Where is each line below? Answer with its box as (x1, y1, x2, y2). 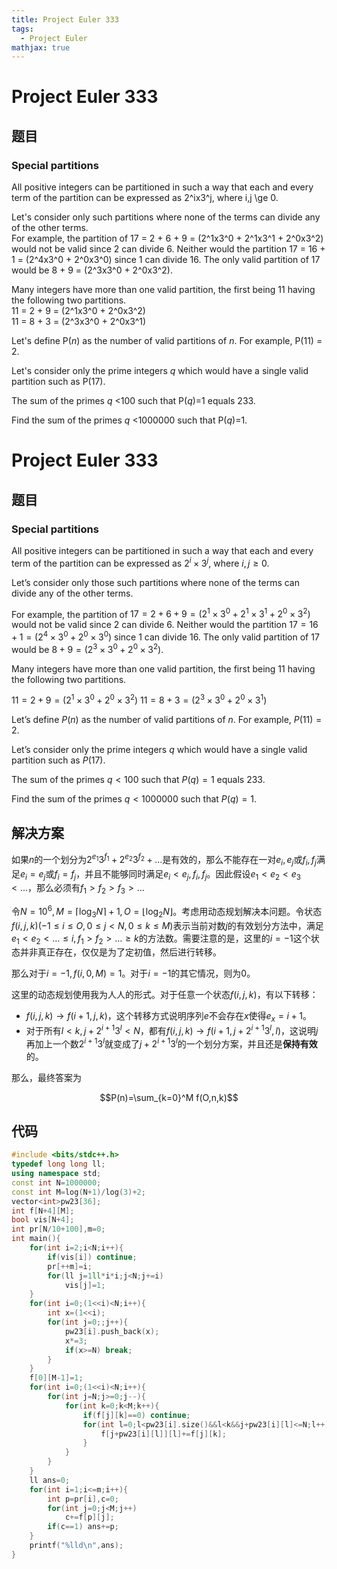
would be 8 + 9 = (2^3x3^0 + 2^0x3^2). (11, 264, 173, 276)
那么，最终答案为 (11, 1071, 82, 1083)
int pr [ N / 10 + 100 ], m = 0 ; (11, 1224, 106, 1235)
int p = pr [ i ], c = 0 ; (47, 1494, 119, 1504)
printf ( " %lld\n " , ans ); (29, 1541, 124, 1551)
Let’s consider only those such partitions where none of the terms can (11, 576, 300, 588)
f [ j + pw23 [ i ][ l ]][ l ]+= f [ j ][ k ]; (100, 1429, 227, 1439)
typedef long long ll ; (11, 1159, 106, 1170)
